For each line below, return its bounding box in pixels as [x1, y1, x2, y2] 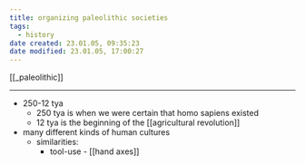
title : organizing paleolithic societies [9, 13, 169, 23]
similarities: [35, 137, 79, 148]
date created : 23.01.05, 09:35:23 [9, 38, 141, 48]
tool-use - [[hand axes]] [49, 146, 140, 157]
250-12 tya [22, 98, 64, 109]
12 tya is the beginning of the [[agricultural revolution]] [35, 117, 241, 128]
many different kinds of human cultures [22, 127, 171, 138]
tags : [9, 22, 30, 31]
